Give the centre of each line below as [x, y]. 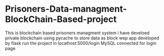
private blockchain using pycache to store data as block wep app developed [82, 38]
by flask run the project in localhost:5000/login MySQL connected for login [81, 43]
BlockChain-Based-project [61, 19]
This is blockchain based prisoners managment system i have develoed [77, 33]
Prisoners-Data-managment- [66, 9]
